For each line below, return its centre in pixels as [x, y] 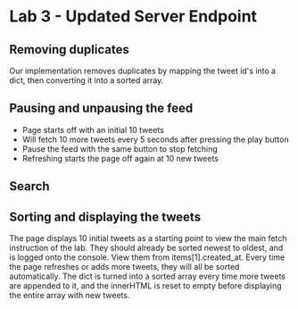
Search [30, 186]
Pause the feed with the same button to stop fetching [120, 148]
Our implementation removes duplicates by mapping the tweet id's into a [143, 71]
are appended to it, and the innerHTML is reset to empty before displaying [146, 286]
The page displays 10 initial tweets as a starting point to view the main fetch [148, 238]
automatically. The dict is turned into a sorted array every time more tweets [147, 276]
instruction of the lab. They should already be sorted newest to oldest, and [146, 248]
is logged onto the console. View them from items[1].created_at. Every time [147, 257]
